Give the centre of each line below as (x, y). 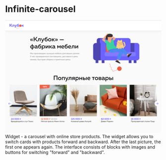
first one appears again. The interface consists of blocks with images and (80, 147)
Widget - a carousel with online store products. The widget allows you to (79, 137)
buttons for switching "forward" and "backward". (55, 153)
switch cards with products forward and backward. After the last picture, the (83, 142)
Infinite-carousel (40, 9)
